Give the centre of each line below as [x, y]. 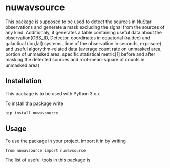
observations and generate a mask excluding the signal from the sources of [85, 27]
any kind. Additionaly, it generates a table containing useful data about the [84, 32]
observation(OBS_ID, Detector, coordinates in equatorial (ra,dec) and [78, 38]
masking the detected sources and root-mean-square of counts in [75, 59]
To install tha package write [34, 103]
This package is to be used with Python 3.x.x [53, 93]
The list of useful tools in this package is [48, 160]
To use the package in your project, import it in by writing [66, 141]
